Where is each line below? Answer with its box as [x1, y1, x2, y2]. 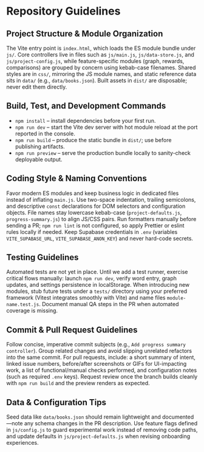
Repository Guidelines [6, 4, 121, 18]
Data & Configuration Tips [6, 397, 106, 408]
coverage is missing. [6, 307, 58, 314]
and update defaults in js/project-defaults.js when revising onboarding [6, 433, 191, 440]
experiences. [6, 439, 39, 447]
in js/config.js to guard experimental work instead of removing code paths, [6, 426, 199, 434]
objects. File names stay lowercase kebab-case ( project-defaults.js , [6, 208, 182, 216]
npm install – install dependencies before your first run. [15, 117, 156, 124]
